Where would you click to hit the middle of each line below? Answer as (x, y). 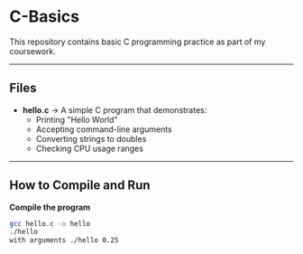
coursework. (33, 51)
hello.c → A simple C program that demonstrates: (115, 109)
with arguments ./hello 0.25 (64, 240)
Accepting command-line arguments (104, 129)
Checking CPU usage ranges (90, 148)
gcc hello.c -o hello (50, 223)
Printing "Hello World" (77, 119)
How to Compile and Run (80, 186)
